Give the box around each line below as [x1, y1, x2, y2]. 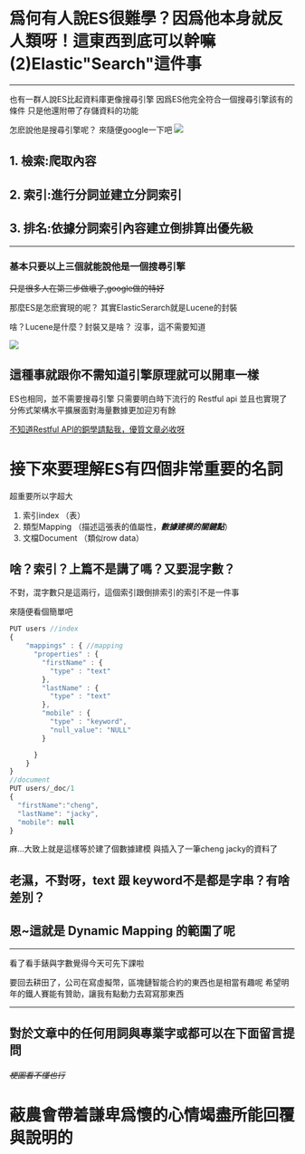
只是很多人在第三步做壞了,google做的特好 [9, 283, 165, 293]
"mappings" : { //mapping [25, 641, 124, 650]
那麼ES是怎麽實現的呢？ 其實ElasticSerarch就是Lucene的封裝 [9, 302, 238, 313]
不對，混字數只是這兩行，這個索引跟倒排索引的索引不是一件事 [9, 587, 240, 598]
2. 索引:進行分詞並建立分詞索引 [9, 187, 183, 202]
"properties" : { [33, 649, 100, 659]
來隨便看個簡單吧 [9, 606, 73, 617]
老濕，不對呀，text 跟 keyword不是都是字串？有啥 [9, 872, 290, 888]
